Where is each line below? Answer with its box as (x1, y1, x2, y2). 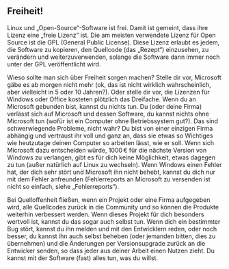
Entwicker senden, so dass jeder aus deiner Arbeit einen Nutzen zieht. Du (7, 246, 215, 255)
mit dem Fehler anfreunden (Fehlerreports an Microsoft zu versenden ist (7, 175, 211, 183)
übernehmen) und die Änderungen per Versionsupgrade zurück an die (7, 239, 206, 247)
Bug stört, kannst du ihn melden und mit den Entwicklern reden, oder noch (7, 225, 217, 233)
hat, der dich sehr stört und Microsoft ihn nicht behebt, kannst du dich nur (7, 168, 216, 176)
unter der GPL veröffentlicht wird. (7, 60, 101, 68)
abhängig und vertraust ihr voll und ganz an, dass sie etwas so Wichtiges (7, 131, 213, 140)
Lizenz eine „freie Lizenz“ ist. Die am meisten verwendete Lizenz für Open (7, 31, 217, 39)
